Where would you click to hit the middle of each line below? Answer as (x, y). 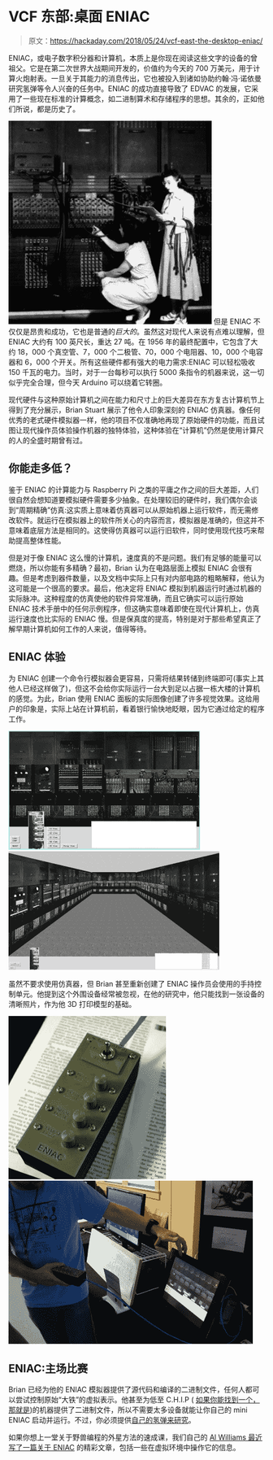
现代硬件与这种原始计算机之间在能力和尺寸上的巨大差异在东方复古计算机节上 (136, 399)
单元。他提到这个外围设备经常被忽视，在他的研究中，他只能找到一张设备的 (140, 994)
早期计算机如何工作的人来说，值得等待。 (83, 629)
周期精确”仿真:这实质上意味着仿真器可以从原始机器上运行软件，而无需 (135, 510)
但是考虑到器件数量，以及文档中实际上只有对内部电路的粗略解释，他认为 (143, 577)
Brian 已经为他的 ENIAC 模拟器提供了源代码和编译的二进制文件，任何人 (127, 1390)
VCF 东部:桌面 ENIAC (79, 17)
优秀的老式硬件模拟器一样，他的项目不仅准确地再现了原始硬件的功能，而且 (133, 420)
